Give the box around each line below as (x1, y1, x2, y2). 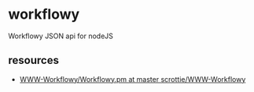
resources (8, 54, 59, 67)
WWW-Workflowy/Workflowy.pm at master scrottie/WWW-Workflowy (19, 74, 246, 83)
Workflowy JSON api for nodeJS (8, 31, 114, 41)
